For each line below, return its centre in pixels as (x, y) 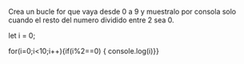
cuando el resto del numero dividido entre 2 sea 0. (91, 20)
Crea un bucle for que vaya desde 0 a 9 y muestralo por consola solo (122, 12)
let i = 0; (22, 36)
